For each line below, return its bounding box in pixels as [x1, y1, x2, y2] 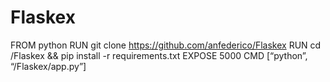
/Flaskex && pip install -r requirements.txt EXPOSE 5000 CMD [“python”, [10, 49, 308, 61]
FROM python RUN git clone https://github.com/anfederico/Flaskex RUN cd [10, 39, 322, 51]
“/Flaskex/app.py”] [10, 60, 87, 72]
